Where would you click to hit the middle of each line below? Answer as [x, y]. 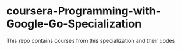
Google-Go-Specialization [74, 24]
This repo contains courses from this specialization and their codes [91, 40]
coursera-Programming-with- [84, 11]
